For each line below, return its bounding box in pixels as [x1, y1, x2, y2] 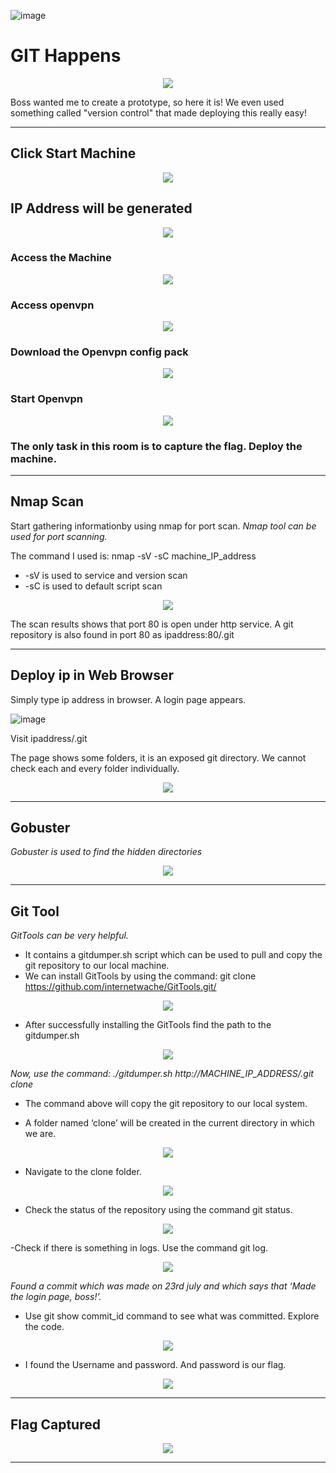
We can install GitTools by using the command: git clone [24, 970, 257, 982]
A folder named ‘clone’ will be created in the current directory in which [24, 1117, 315, 1129]
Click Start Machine [10, 145, 137, 162]
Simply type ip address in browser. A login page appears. [10, 693, 247, 705]
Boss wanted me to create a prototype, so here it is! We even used [10, 96, 285, 108]
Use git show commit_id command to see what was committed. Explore [24, 1310, 320, 1322]
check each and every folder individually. [10, 762, 180, 774]
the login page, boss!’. [10, 1291, 102, 1303]
